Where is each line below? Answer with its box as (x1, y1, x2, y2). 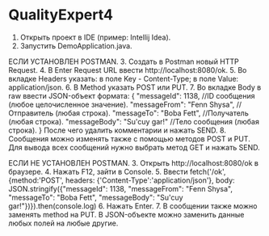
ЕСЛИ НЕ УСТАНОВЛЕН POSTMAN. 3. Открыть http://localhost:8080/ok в (8, 158, 258, 167)
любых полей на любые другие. (8, 218, 119, 228)
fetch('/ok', (189, 166, 226, 176)
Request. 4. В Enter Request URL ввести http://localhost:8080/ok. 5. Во (8, 65, 247, 74)
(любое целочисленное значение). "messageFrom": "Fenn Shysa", (8, 99, 235, 109)
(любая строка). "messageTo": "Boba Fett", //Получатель (55, 107, 249, 118)
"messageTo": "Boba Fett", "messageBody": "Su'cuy (8, 192, 183, 202)
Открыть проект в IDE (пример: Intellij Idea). (19, 32, 171, 42)
